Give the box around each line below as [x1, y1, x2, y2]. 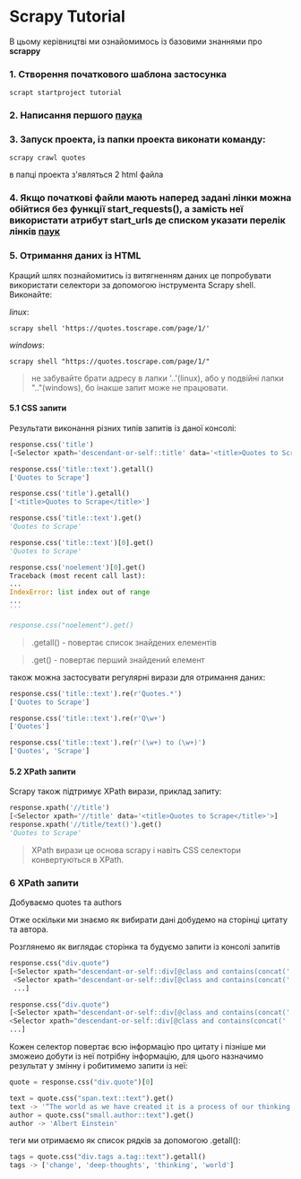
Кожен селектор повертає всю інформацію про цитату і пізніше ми [9, 1042, 266, 1051]
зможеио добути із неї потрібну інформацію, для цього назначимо [9, 1051, 264, 1061]
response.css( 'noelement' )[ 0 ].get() [9, 563, 146, 572]
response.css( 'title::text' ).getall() [9, 464, 154, 473]
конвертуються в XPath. [30, 854, 125, 865]
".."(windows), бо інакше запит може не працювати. [30, 382, 228, 392]
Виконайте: [9, 289, 52, 300]
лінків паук [9, 225, 61, 238]
